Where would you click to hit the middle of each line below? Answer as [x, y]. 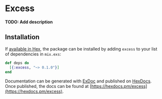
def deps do [17, 63]
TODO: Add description [29, 22]
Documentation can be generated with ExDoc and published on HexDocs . [78, 81]
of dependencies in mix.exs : [33, 54]
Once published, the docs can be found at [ [48, 86]
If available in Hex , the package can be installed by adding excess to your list [81, 49]
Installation [22, 37]
